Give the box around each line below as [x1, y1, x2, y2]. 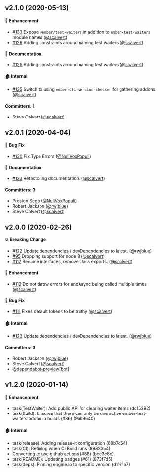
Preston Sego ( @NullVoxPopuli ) [12, 198, 77, 204]
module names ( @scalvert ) [12, 34, 68, 40]
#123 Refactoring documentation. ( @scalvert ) [12, 176, 105, 181]
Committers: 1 [5, 103, 35, 109]
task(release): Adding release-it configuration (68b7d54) [12, 440, 128, 446]
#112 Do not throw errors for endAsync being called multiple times [12, 281, 147, 287]
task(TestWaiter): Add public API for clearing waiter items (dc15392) [12, 405, 151, 411]
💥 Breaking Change [5, 236, 46, 242]
